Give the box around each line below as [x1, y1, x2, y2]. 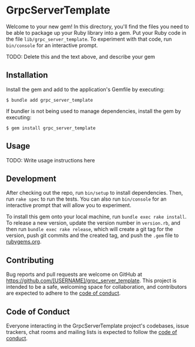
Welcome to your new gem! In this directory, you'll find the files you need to [6, 23, 189, 30]
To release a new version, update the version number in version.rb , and [6, 219, 181, 226]
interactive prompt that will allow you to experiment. [6, 202, 132, 209]
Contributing [6, 255, 54, 265]
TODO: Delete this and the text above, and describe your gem [6, 53, 156, 60]
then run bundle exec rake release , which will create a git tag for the [6, 226, 173, 233]
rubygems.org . [6, 238, 42, 245]
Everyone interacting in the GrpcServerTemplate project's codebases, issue [6, 322, 189, 329]
